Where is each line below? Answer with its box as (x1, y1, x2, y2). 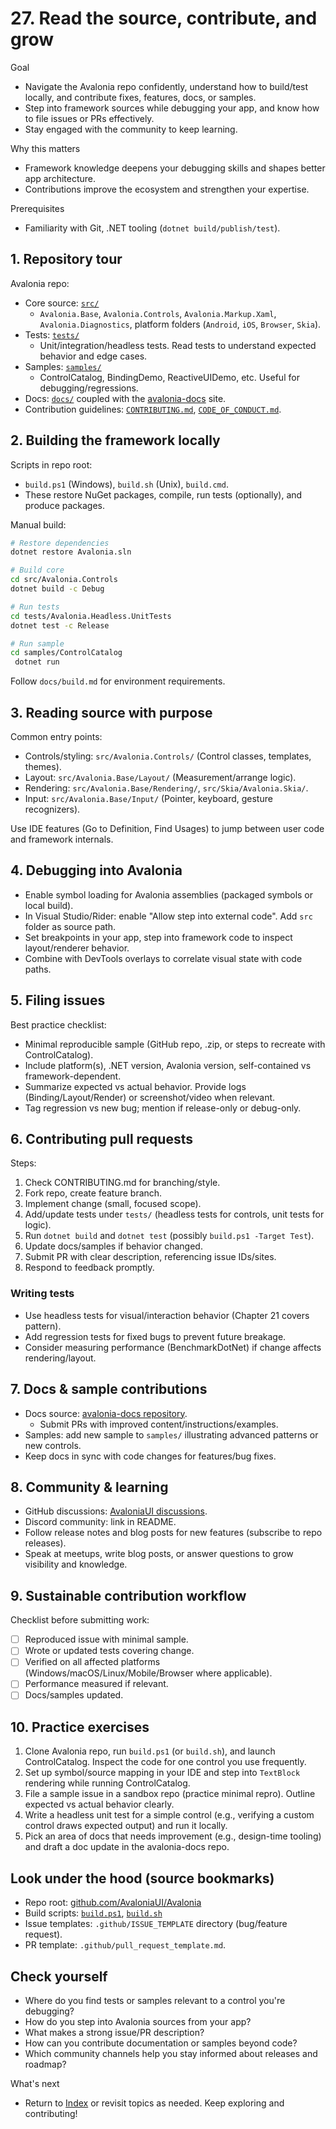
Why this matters (10, 142, 81, 154)
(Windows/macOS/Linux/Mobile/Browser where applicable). (24, 1667, 273, 1679)
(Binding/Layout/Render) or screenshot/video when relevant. (24, 1091, 276, 1103)
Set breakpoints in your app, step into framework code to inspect (24, 931, 293, 943)
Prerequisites (10, 202, 65, 214)
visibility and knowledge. (24, 1558, 128, 1571)
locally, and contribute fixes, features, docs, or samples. (24, 91, 257, 103)
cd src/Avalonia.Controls (10, 575, 118, 585)
